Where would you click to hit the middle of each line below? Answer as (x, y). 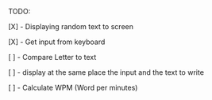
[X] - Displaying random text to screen (71, 26)
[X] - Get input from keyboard (57, 42)
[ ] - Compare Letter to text (52, 57)
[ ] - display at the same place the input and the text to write (106, 72)
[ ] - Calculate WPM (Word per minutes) (73, 87)
